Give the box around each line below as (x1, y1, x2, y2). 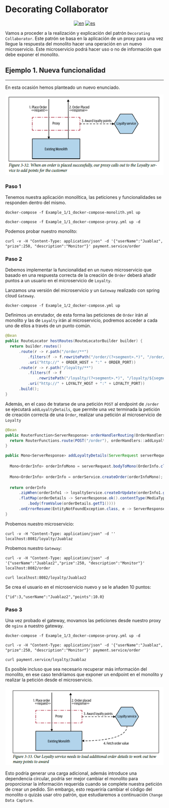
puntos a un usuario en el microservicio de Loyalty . (5, 278, 112, 284)
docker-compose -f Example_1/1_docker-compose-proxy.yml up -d (5, 219, 141, 224)
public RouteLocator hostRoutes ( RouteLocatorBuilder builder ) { (5, 338, 143, 344)
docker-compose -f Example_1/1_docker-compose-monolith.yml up (5, 210, 141, 215)
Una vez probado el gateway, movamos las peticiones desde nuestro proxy (5, 618, 161, 624)
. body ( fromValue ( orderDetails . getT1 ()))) (27, 501, 116, 506)
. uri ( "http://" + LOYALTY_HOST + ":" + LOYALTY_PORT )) (27, 381, 145, 386)
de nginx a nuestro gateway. (5, 623, 64, 629)
